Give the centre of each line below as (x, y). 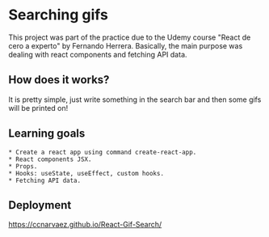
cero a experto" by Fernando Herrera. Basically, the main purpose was (126, 45)
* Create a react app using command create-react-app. (103, 152)
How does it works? (59, 80)
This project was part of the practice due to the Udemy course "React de (130, 37)
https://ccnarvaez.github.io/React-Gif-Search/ (85, 225)
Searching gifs (59, 15)
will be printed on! (38, 108)
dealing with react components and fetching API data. (98, 54)
